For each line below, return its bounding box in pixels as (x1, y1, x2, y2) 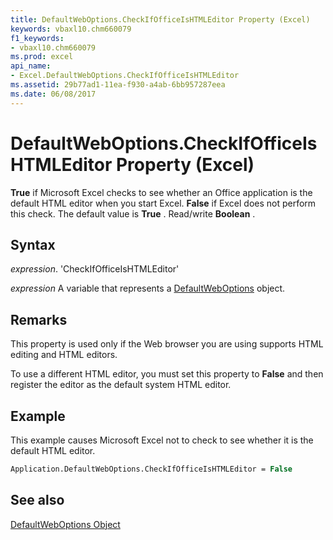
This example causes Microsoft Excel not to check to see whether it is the (10, 434, 314, 446)
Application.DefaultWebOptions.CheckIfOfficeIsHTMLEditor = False (10, 464, 293, 474)
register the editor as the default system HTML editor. (10, 379, 232, 391)
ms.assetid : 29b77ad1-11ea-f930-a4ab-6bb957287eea (10, 80, 226, 90)
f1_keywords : (10, 33, 65, 43)
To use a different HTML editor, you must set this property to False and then (10, 368, 324, 380)
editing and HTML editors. (10, 349, 118, 361)
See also (10, 492, 65, 509)
